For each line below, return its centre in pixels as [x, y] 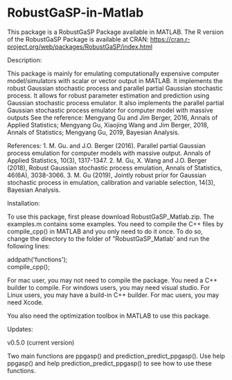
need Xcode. [25, 302]
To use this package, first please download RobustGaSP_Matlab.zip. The [111, 217]
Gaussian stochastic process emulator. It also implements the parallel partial [116, 102]
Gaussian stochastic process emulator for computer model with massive [110, 110]
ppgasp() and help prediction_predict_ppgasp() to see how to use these [110, 363]
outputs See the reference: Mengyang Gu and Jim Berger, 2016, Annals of [113, 117]
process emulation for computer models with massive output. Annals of [109, 153]
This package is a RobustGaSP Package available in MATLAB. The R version [115, 32]
